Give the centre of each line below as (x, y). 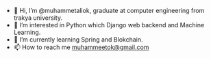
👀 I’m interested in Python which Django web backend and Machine (109, 25)
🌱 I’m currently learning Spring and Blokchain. (78, 40)
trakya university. (38, 18)
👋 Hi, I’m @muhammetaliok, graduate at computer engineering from (109, 11)
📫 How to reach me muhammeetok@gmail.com (81, 47)
